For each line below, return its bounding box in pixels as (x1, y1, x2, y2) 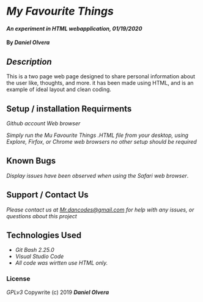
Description (6, 56, 52, 67)
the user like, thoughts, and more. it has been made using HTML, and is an (6, 79, 194, 87)
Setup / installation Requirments (6, 103, 132, 114)
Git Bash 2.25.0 (15, 246, 55, 254)
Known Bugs (6, 156, 56, 166)
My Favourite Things (6, 4, 114, 18)
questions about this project (6, 212, 78, 219)
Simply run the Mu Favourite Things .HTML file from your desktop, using (6, 131, 188, 139)
